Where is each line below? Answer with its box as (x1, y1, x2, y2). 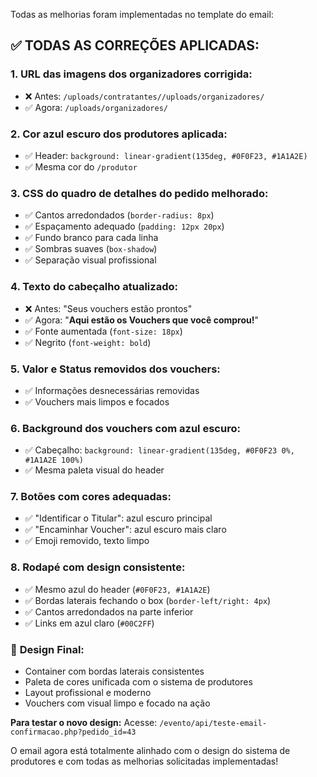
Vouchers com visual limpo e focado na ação (24, 697, 211, 709)
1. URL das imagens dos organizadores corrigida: (10, 67, 253, 81)
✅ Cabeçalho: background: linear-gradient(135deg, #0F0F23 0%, (24, 444, 295, 456)
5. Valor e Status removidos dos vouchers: (10, 362, 221, 376)
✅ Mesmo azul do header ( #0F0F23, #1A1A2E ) (24, 583, 211, 595)
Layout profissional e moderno (24, 687, 152, 699)
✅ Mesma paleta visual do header (24, 464, 165, 476)
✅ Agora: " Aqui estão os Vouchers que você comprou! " (24, 314, 259, 326)
